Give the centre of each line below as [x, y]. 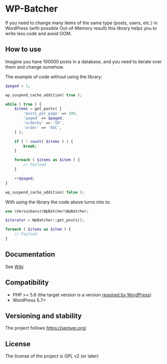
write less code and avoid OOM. [39, 33]
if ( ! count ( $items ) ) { [44, 141]
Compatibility [27, 282]
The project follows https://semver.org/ [46, 328]
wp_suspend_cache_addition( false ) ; [45, 192]
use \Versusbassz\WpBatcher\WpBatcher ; [47, 211]
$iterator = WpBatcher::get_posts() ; [45, 220]
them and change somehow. [35, 67]
